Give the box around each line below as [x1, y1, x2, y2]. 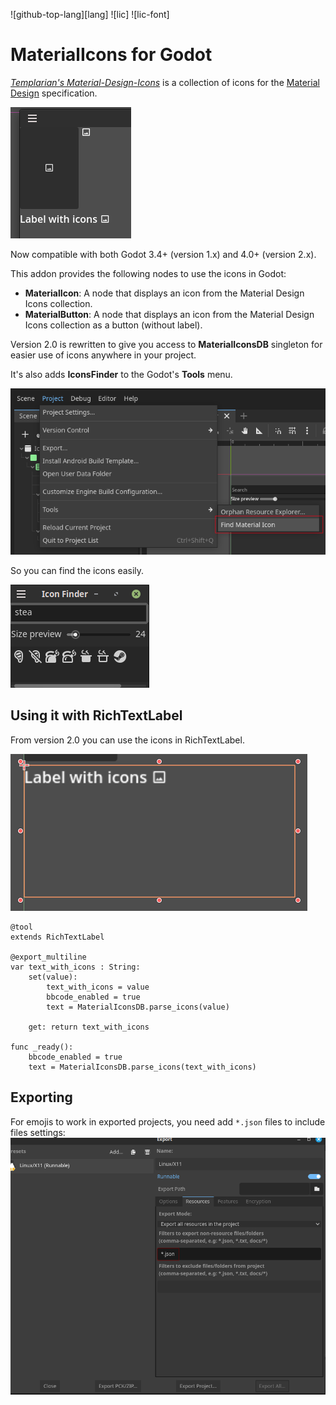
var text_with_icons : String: [10, 962, 141, 972]
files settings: [10, 1126, 66, 1138]
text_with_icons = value [46, 982, 150, 992]
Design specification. [10, 87, 98, 99]
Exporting [10, 1089, 73, 1106]
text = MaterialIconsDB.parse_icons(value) [46, 1002, 230, 1012]
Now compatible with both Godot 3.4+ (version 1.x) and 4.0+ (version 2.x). [10, 248, 317, 260]
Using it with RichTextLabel [10, 707, 183, 724]
